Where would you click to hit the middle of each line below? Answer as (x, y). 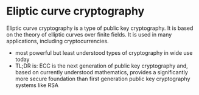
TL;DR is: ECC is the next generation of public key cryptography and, (102, 66)
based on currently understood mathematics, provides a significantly (102, 72)
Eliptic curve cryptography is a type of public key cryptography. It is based (100, 28)
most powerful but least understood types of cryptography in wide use (104, 52)
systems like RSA (37, 85)
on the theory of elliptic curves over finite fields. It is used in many (89, 34)
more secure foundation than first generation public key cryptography (103, 79)
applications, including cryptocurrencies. (58, 41)
